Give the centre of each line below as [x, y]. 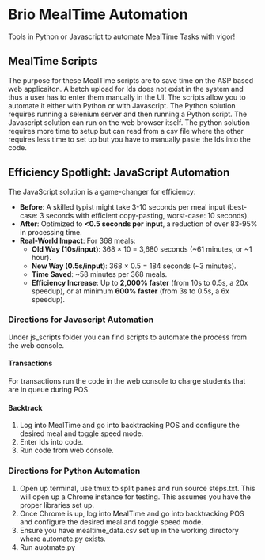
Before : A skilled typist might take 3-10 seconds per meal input [122, 206]
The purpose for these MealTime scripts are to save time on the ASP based [131, 80]
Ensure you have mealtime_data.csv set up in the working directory [129, 530]
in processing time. [51, 232]
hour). [41, 257]
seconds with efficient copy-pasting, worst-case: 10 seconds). [147, 215]
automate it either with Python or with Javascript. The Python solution [122, 105]
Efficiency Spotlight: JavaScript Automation [119, 173]
